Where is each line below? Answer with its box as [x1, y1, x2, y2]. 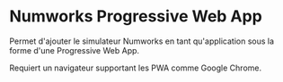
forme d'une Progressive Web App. [9, 45, 140, 55]
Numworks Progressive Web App [9, 6, 262, 27]
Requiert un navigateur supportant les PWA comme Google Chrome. [9, 62, 262, 73]
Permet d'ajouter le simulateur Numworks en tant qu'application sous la [9, 36, 275, 46]
